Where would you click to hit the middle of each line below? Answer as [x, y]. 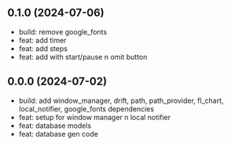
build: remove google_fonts [63, 31]
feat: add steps [43, 48]
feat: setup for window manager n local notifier [94, 117]
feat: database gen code [59, 133]
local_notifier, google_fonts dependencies [86, 108]
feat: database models [55, 126]
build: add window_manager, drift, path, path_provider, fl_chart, [121, 100]
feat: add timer [42, 40]
